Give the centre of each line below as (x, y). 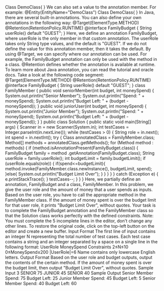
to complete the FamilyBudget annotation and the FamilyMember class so (79, 210)
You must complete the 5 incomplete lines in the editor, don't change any (79, 221)
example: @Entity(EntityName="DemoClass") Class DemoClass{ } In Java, (80, 12)
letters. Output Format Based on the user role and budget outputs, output (79, 257)
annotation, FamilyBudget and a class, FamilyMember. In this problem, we (79, 184)
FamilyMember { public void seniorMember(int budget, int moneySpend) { (80, 91)
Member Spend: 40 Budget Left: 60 (41, 283)
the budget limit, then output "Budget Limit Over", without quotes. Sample (79, 268)
